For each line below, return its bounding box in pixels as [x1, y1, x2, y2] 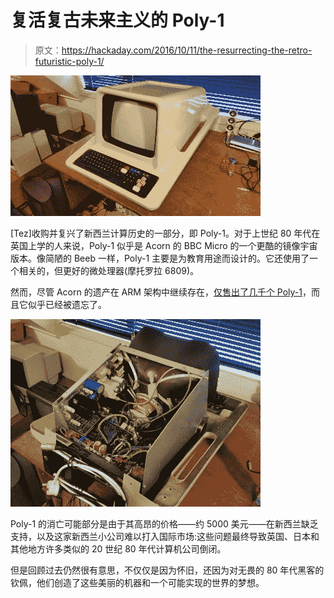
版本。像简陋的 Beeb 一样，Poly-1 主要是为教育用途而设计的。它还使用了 [10, 252, 310, 264]
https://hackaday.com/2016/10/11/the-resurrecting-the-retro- [61, 44, 313, 56]
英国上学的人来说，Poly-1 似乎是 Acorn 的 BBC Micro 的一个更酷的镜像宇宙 [10, 239, 318, 251]
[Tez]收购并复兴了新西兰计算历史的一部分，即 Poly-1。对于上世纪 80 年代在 [10, 227, 321, 239]
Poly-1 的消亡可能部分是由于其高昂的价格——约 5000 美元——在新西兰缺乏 [10, 517, 319, 530]
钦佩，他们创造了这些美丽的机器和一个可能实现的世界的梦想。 [10, 576, 265, 588]
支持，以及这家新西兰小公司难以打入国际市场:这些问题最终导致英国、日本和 [10, 530, 320, 542]
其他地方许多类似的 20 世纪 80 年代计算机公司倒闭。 [10, 542, 227, 555]
